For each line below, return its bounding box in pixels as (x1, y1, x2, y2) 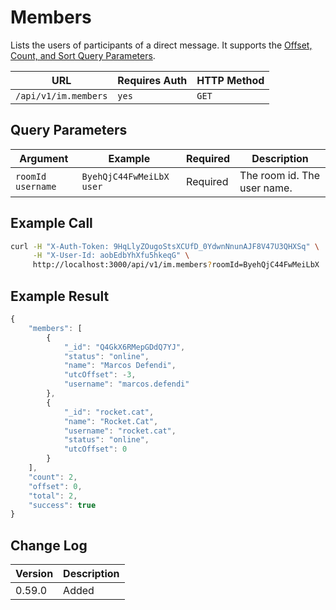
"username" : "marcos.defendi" (63, 379, 190, 390)
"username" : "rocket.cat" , (63, 426, 177, 436)
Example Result (10, 287, 110, 305)
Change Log (10, 537, 88, 554)
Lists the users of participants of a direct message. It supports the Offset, (10, 39, 313, 51)
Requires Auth (117, 73, 188, 87)
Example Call (10, 215, 93, 232)
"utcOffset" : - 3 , (63, 370, 137, 380)
